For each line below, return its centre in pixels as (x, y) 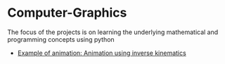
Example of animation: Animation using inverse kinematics (102, 53)
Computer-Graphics (67, 13)
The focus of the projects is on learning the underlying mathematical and (113, 32)
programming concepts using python (61, 39)
